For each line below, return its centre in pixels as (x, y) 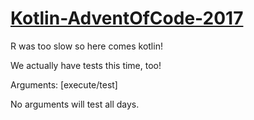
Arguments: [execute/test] (64, 84)
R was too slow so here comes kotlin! (86, 46)
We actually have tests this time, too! (86, 65)
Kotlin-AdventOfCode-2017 (127, 18)
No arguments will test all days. (75, 104)
